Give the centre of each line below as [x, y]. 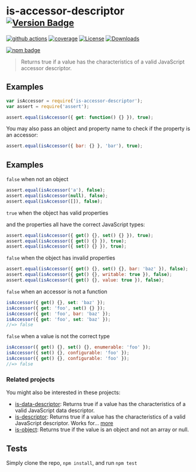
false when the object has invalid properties [61, 258]
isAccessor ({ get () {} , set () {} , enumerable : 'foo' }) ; [79, 347]
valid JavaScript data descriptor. [55, 411]
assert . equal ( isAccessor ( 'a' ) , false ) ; [56, 190]
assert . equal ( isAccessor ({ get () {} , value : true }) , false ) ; [85, 280]
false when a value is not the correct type [58, 336]
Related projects [30, 379]
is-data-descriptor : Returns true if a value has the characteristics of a [100, 404]
